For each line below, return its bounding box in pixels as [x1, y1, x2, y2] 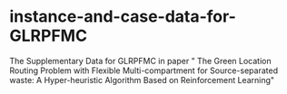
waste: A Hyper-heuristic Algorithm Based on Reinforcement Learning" [9, 74, 275, 85]
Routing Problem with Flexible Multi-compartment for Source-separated [9, 65, 279, 76]
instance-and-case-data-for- [9, 6, 236, 27]
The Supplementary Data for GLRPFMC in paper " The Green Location [9, 55, 272, 66]
